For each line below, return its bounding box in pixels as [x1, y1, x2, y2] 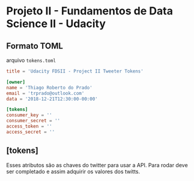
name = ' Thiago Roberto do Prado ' [6, 85, 93, 90]
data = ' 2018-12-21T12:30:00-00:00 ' [6, 96, 98, 102]
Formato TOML [6, 41, 63, 51]
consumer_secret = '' [6, 118, 61, 124]
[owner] [6, 79, 26, 85]
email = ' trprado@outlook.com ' [6, 90, 85, 96]
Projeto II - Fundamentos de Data [6, 4, 173, 18]
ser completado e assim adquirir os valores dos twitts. [6, 168, 141, 175]
